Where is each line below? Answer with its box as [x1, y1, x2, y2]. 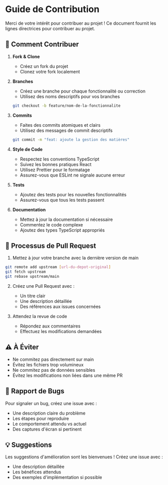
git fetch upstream [5, 269, 46, 275]
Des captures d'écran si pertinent [12, 426, 82, 432]
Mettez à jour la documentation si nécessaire [20, 216, 113, 222]
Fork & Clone [12, 53, 40, 59]
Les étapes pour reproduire [12, 415, 69, 421]
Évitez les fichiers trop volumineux [12, 361, 84, 368]
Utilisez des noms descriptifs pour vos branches [20, 93, 120, 99]
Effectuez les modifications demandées [20, 328, 102, 334]
